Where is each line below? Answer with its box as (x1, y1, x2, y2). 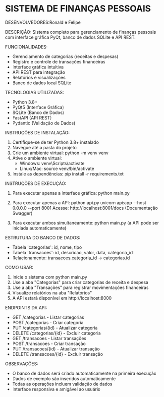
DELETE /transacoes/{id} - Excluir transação (12, 351, 103, 357)
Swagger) (12, 210, 33, 216)
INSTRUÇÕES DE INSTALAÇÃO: (5, 129, 70, 135)
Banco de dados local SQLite (12, 80, 72, 86)
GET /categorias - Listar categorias (12, 314, 84, 320)
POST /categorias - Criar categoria (12, 319, 84, 325)
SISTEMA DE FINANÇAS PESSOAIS (5, 3, 151, 14)
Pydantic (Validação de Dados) (12, 120, 76, 126)
